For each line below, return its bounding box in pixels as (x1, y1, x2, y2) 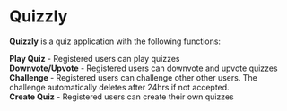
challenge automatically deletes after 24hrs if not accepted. (9, 81, 230, 92)
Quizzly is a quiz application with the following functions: (9, 36, 222, 47)
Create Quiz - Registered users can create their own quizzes (9, 91, 235, 102)
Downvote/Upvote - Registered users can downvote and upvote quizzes (9, 63, 278, 73)
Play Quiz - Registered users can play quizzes (9, 53, 180, 64)
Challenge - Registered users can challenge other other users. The (9, 72, 257, 82)
